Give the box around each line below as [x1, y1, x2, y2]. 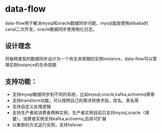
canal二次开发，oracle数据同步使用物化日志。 [5, 26, 97, 32]
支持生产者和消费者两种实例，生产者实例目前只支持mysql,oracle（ [12, 110, 145, 115]
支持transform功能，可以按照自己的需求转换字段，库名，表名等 [12, 97, 139, 103]
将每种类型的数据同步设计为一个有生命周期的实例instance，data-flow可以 [5, 56, 153, 61]
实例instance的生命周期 [9, 62, 57, 68]
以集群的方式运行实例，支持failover [12, 122, 83, 128]
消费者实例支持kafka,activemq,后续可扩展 [22, 115, 106, 121]
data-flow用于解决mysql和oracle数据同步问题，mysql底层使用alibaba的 [5, 20, 148, 26]
